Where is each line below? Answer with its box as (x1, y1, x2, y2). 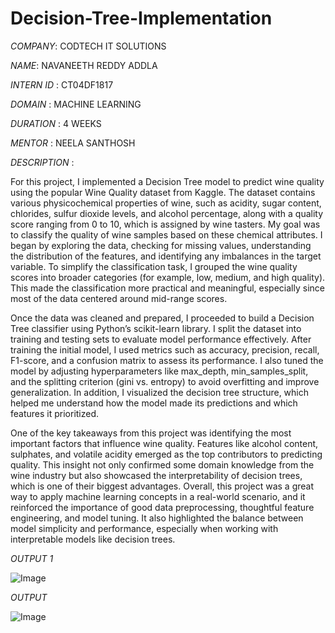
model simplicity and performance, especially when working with (10, 522, 279, 534)
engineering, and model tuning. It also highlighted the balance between (10, 512, 304, 524)
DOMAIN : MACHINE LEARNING (10, 98, 142, 110)
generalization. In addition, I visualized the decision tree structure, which (10, 386, 310, 398)
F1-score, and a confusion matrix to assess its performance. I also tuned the (10, 354, 324, 366)
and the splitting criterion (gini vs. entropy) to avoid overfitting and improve (10, 375, 320, 387)
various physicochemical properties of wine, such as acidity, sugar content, (10, 197, 322, 209)
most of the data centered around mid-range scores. (10, 292, 228, 304)
